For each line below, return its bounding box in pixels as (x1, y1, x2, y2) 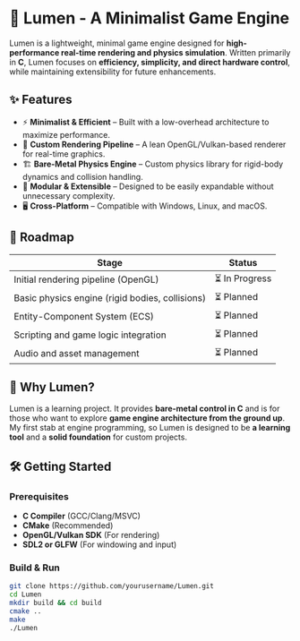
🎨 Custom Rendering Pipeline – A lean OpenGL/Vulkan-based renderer (21, 139, 287, 150)
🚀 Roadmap (9, 230, 74, 245)
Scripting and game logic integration (13, 329, 167, 341)
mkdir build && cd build (9, 599, 102, 608)
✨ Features (9, 92, 73, 107)
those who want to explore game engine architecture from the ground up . (9, 413, 285, 423)
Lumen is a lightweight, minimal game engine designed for (9, 38, 225, 48)
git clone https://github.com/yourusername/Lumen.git (9, 582, 215, 591)
